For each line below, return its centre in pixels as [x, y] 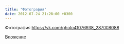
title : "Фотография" [26, 9]
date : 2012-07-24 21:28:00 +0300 [39, 14]
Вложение [16, 37]
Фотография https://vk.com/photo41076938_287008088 [62, 27]
